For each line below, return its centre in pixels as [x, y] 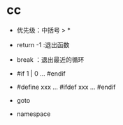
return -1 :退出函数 [43, 44]
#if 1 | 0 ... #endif [41, 73]
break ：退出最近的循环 [50, 59]
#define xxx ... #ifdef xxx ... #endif [66, 87]
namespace [34, 114]
